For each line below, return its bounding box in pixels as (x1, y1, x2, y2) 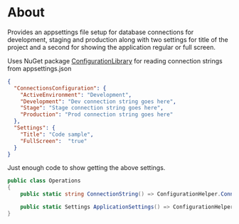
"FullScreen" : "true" (20, 137, 87, 144)
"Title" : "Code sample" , (20, 131, 94, 138)
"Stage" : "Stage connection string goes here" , (20, 105, 164, 112)
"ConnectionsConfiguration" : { (14, 85, 107, 92)
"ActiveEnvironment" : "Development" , (20, 91, 132, 98)
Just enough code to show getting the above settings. (7, 164, 166, 172)
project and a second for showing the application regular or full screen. (7, 43, 216, 51)
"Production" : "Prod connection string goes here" (20, 111, 174, 118)
